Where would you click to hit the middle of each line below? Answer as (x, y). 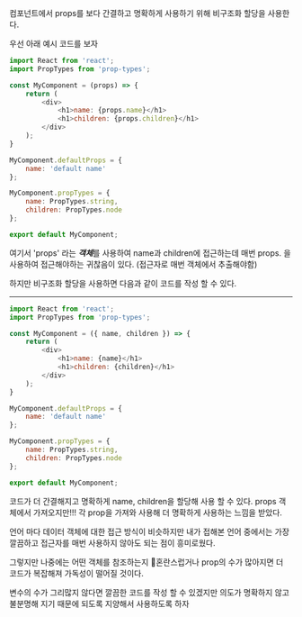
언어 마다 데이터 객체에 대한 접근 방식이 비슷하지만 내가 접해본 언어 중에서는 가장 (150, 531)
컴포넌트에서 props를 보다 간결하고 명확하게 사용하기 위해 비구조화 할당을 (138, 13)
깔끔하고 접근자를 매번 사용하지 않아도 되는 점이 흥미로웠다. (112, 542)
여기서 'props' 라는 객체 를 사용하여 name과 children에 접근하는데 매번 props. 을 (150, 253)
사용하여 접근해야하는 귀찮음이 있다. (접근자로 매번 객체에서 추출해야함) (133, 264)
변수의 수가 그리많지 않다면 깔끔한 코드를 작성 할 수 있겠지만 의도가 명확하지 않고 (150, 592)
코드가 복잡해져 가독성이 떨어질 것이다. (76, 573)
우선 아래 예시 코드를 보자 (54, 44)
